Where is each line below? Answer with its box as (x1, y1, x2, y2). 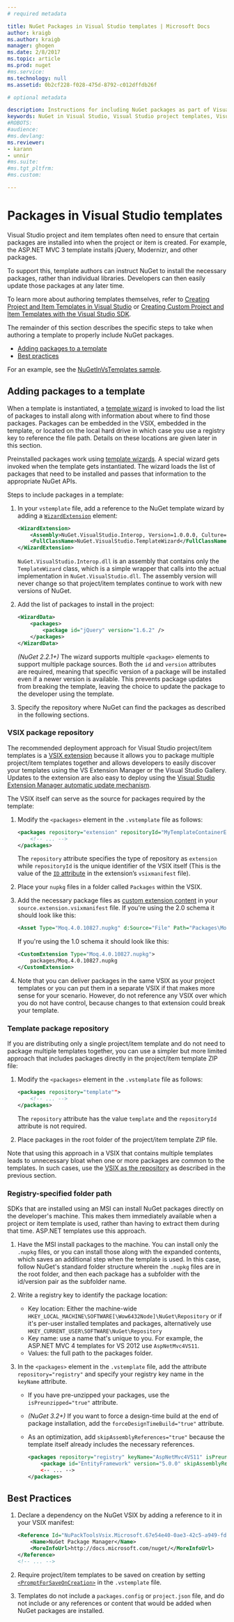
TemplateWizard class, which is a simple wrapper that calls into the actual (17, 564, 226, 573)
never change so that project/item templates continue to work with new (17, 579, 223, 587)
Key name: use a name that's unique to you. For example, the (27, 1334, 203, 1343)
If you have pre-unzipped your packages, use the (27, 1391, 170, 1399)
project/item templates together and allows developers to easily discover (7, 759, 216, 767)
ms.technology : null (7, 75, 68, 82)
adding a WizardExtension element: (17, 511, 118, 520)
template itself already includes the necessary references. (27, 1440, 195, 1449)
